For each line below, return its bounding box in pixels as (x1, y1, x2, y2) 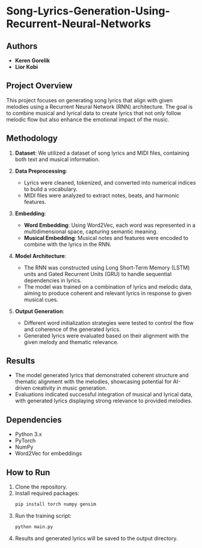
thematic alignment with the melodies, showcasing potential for (14, 378, 172, 386)
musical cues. (23, 296, 59, 303)
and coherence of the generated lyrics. (23, 325, 121, 333)
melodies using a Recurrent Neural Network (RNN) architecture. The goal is (6, 103, 193, 110)
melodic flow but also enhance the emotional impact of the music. (6, 115, 170, 123)
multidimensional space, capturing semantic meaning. (23, 227, 158, 235)
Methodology (6, 134, 58, 144)
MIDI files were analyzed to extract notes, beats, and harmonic (23, 191, 179, 199)
